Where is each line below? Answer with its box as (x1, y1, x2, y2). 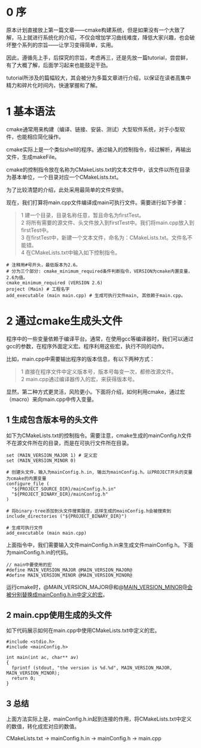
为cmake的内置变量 (6, 476, 47, 482)
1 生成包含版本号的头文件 (6, 415, 99, 425)
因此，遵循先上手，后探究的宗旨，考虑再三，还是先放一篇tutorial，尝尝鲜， (6, 54, 191, 61)
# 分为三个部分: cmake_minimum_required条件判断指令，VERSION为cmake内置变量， (6, 268, 193, 274)
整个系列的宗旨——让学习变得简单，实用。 (11, 41, 117, 48)
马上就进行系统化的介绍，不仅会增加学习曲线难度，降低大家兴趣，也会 (16, 33, 190, 41)
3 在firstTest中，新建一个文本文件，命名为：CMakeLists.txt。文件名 (20, 234, 187, 241)
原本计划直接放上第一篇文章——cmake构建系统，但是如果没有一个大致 (6, 26, 180, 33)
